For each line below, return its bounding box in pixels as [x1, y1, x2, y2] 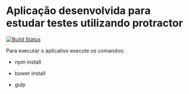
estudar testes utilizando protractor [6, 16, 183, 30]
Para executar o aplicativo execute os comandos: [6, 47, 125, 54]
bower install [14, 69, 46, 76]
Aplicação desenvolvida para [6, 4, 151, 18]
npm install [14, 58, 42, 65]
